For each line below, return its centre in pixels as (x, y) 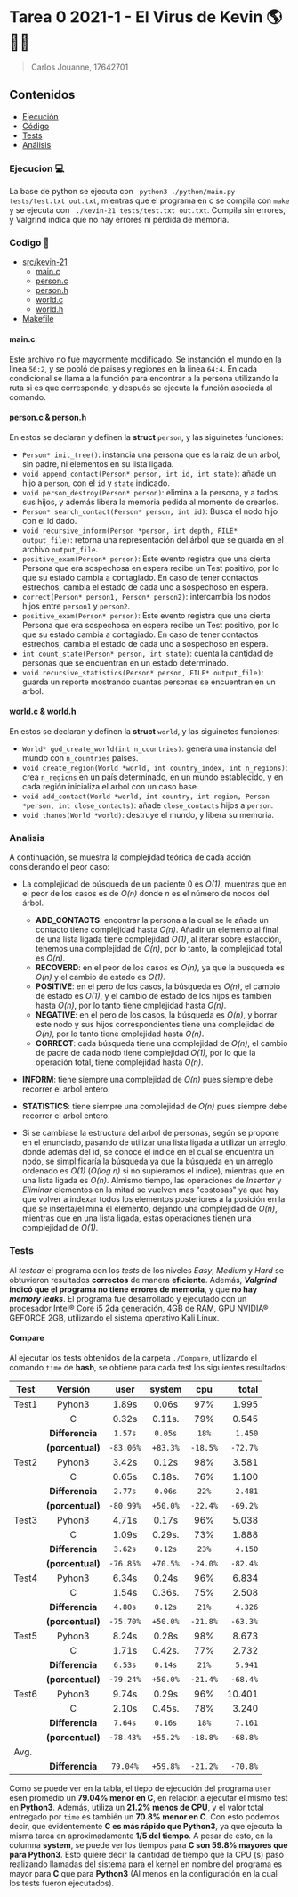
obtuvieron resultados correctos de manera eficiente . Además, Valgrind (143, 1280)
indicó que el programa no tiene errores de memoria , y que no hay (133, 1289)
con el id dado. (49, 520)
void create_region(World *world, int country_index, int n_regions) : (155, 767)
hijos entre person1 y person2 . (76, 606)
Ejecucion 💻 (37, 168)
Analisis (27, 838)
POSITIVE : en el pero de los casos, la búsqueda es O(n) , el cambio (158, 986)
